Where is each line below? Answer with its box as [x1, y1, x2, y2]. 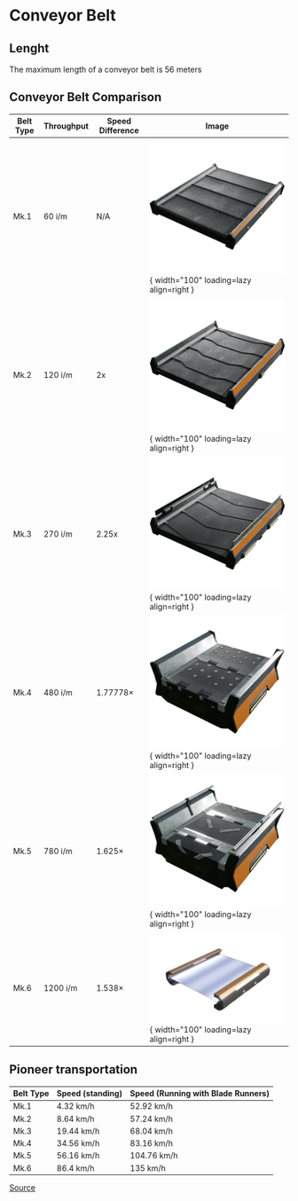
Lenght [9, 41, 50, 56]
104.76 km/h [129, 1150, 179, 1161]
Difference [98, 125, 139, 136]
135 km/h [129, 1163, 167, 1174]
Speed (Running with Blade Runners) [129, 1088, 271, 1099]
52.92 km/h [129, 1101, 173, 1111]
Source [9, 1182, 35, 1193]
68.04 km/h [129, 1126, 173, 1136]
